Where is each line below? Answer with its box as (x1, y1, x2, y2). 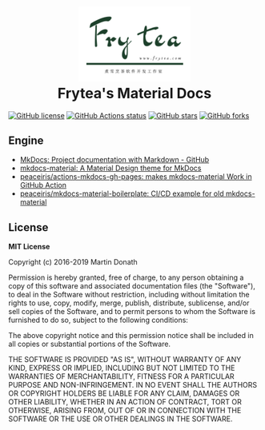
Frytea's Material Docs (57, 84, 212, 102)
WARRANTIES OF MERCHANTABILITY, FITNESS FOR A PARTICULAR (8, 372, 235, 381)
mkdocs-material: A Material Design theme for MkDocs (19, 163, 202, 173)
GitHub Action (19, 181, 66, 190)
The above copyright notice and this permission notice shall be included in (8, 331, 254, 340)
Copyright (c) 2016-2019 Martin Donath (8, 257, 138, 267)
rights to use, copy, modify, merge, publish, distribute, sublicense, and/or (8, 298, 250, 308)
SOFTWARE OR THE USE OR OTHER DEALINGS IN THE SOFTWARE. (8, 414, 233, 424)
